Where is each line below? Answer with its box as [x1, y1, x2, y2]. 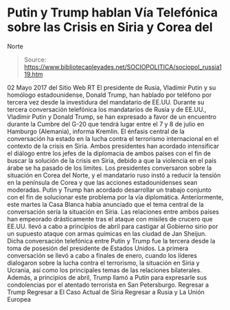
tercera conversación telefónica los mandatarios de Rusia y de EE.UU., [7, 105, 207, 113]
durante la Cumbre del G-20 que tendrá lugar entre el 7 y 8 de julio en [7, 120, 205, 128]
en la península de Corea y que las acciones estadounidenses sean [7, 178, 198, 186]
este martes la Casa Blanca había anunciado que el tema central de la [7, 200, 204, 208]
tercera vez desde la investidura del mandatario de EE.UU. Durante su [7, 98, 205, 106]
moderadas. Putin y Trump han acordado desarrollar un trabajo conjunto [7, 186, 211, 194]
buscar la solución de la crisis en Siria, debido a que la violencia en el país [7, 156, 217, 164]
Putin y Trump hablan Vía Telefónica [7, 5, 218, 21]
